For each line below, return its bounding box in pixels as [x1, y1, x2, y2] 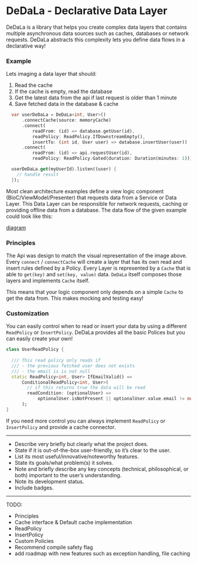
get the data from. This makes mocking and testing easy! [6, 295, 144, 302]
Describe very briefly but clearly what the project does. [14, 440, 148, 447]
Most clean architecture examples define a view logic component [6, 187, 164, 195]
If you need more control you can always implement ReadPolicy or [6, 417, 166, 424]
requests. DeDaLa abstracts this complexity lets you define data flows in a [6, 36, 185, 43]
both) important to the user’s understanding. [14, 471, 122, 478]
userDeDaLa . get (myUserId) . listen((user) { [11, 166, 117, 172]
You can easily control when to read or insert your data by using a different [6, 323, 187, 330]
